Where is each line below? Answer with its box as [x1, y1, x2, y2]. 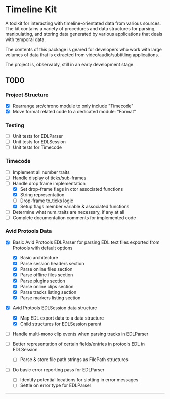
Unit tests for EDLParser [12, 133, 63, 139]
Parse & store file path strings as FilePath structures [20, 356, 129, 363]
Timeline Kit [5, 4, 57, 15]
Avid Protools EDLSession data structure [12, 305, 97, 311]
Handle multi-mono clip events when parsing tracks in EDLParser [12, 331, 149, 337]
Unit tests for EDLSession [12, 139, 66, 145]
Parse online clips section [20, 283, 74, 289]
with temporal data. [5, 36, 46, 43]
